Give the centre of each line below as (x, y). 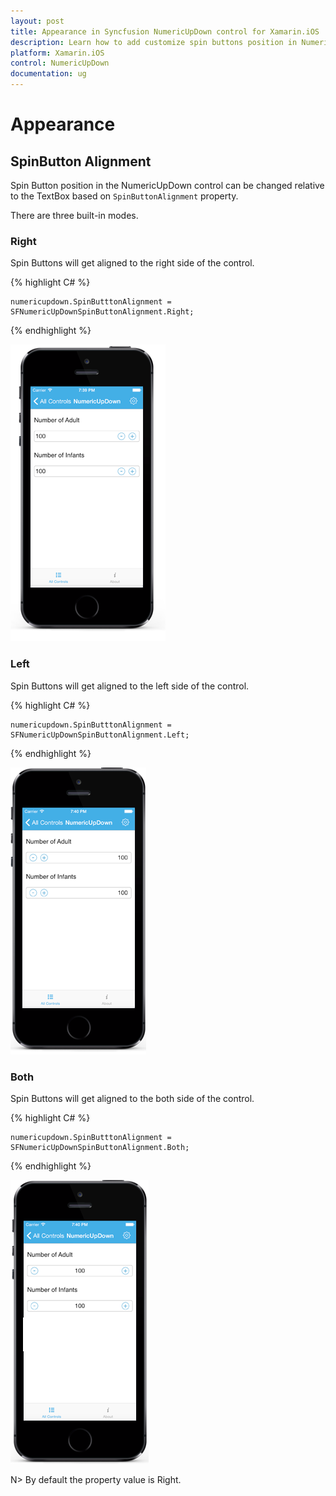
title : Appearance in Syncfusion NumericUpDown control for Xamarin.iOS (165, 31)
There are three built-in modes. (74, 215)
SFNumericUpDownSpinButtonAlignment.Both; (100, 1147)
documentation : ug (48, 74)
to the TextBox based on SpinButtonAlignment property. (124, 196)
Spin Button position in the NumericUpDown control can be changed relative (167, 185)
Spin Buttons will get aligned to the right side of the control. (132, 263)
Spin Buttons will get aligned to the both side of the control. (132, 1098)
